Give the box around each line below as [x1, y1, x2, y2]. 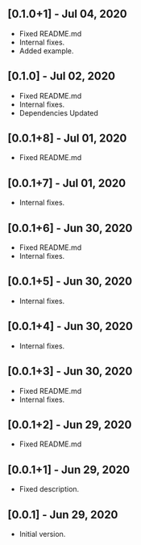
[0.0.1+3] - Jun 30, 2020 [7, 365, 133, 378]
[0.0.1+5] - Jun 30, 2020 [7, 275, 133, 289]
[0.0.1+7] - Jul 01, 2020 [7, 176, 126, 190]
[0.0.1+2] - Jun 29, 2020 [7, 417, 132, 432]
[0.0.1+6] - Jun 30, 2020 [7, 221, 133, 234]
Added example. [19, 45, 74, 56]
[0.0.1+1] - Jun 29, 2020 [7, 463, 131, 476]
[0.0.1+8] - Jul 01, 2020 [7, 132, 127, 146]
